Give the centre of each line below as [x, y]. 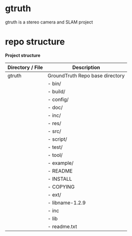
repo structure [35, 42]
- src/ [55, 131]
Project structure [23, 55]
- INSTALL [60, 179]
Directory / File [25, 67]
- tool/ [55, 155]
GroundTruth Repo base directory [86, 75]
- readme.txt [62, 226]
